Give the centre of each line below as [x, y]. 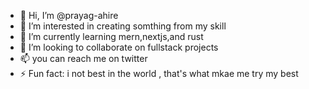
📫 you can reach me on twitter [83, 58]
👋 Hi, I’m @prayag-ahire [69, 15]
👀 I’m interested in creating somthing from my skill [123, 26]
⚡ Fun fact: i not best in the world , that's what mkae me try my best [159, 73]
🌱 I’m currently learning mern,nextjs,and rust [111, 36]
